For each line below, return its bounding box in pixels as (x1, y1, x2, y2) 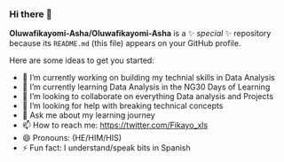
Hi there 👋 (9, 8, 53, 20)
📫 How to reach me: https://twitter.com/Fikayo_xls (21, 120, 209, 131)
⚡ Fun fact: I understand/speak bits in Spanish (21, 143, 191, 153)
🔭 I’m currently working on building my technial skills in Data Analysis (21, 73, 275, 83)
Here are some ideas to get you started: (9, 55, 155, 66)
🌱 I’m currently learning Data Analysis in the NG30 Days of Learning (21, 81, 271, 92)
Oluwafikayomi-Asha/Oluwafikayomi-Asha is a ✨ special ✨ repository (9, 28, 272, 39)
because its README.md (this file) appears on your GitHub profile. (9, 38, 241, 49)
